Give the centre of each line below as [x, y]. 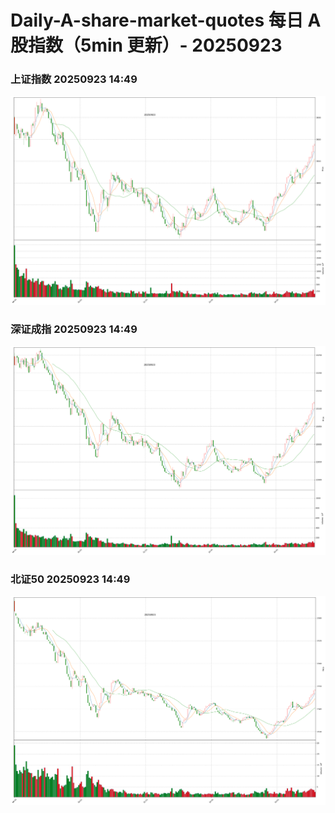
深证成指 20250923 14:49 [74, 329]
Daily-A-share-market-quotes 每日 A [166, 20]
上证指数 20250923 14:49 [74, 79]
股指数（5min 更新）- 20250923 [146, 45]
